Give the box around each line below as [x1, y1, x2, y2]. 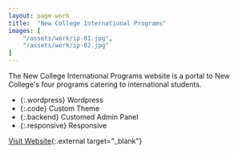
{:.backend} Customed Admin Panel [19, 112, 139, 121]
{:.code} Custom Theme [19, 103, 100, 113]
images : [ [8, 26, 42, 34]
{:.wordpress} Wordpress [19, 95, 104, 104]
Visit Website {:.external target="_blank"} [8, 136, 143, 145]
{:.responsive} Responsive [19, 121, 107, 130]
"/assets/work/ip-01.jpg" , [22, 34, 113, 43]
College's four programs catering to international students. [8, 79, 202, 89]
